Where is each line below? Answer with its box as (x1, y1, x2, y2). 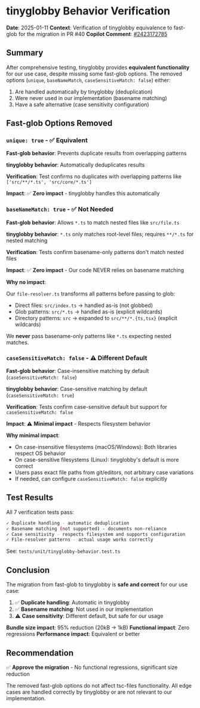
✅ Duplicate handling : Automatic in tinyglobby (14, 599, 130, 606)
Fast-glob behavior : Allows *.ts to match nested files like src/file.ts (6, 219, 180, 226)
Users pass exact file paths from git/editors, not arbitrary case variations (14, 469, 194, 476)
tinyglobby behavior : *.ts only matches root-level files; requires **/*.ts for (6, 230, 194, 237)
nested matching (6, 237, 48, 244)
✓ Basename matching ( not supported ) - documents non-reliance (6, 526, 167, 532)
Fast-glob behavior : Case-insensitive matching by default (6, 367, 149, 375)
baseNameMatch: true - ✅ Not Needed (6, 205, 113, 213)
